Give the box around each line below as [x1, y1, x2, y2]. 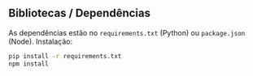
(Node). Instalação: [8, 36, 73, 46]
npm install [8, 60, 49, 68]
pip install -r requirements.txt [8, 52, 122, 60]
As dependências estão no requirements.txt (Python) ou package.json [8, 27, 246, 37]
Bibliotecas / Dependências [8, 6, 151, 20]
